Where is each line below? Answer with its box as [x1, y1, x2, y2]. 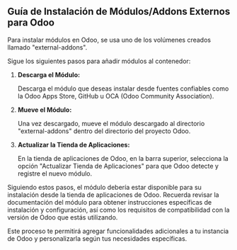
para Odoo [7, 17, 55, 29]
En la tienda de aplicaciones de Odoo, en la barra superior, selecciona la [17, 154, 229, 162]
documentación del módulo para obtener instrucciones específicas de [7, 198, 212, 206]
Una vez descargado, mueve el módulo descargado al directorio [17, 119, 205, 127]
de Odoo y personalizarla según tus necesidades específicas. [7, 234, 187, 243]
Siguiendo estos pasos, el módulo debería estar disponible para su [7, 183, 202, 191]
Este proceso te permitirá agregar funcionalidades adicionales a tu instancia [7, 227, 229, 235]
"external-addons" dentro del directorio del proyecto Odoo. [17, 127, 191, 135]
